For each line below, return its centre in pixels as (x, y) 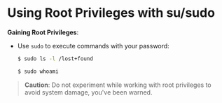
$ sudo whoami (38, 71)
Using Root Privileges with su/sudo (111, 13)
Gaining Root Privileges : (43, 32)
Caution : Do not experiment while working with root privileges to (118, 85)
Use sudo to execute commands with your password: (93, 46)
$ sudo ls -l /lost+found (55, 59)
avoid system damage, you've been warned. (88, 92)
